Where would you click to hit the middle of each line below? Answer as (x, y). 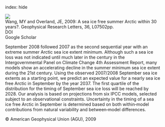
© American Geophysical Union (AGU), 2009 (51, 119)
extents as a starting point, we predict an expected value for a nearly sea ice (83, 78)
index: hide (16, 7)
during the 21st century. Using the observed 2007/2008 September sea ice (81, 73)
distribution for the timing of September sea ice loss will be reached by (77, 89)
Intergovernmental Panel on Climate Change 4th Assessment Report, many (81, 63)
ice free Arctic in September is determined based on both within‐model (77, 104)
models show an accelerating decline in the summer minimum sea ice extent (83, 68)
